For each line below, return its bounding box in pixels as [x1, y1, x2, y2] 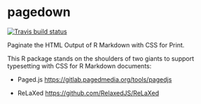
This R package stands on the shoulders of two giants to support [7, 54, 195, 63]
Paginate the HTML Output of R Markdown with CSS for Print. [7, 40, 185, 49]
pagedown [7, 4, 71, 20]
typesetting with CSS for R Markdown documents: [7, 61, 152, 70]
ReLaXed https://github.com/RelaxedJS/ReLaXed [17, 89, 160, 97]
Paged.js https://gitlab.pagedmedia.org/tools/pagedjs [17, 75, 172, 84]
